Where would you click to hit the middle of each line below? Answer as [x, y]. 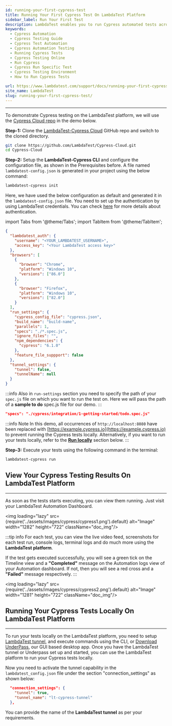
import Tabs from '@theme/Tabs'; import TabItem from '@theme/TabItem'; [84, 222]
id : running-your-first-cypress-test [46, 10]
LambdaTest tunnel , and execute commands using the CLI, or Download [81, 641]
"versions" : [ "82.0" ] [42, 298]
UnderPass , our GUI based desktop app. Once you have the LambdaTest [82, 647]
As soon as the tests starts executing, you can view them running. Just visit [85, 500]
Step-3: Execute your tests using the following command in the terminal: [82, 450]
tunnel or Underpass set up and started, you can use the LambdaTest [79, 653]
